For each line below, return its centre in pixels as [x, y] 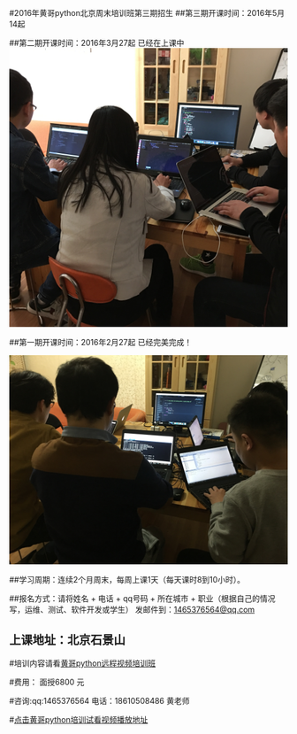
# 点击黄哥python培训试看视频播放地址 [79, 719]
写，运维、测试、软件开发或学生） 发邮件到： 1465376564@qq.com [132, 610]
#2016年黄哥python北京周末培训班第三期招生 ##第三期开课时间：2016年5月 [147, 13]
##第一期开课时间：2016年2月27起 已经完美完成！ [101, 342]
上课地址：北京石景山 [67, 640]
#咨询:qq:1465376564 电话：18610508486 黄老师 [99, 700]
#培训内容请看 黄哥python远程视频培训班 [83, 663]
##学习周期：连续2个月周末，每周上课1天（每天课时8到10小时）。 [127, 579]
